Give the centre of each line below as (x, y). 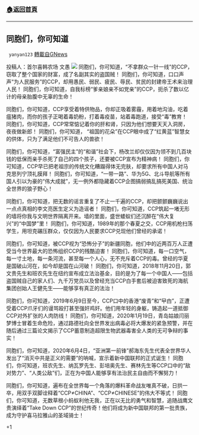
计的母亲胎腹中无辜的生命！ (40, 97)
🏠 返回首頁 (22, 9)
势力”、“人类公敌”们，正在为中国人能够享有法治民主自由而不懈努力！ (95, 373)
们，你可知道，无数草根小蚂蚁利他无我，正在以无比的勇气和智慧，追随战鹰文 (99, 401)
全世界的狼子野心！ (30, 189)
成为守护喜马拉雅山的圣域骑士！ (45, 415)
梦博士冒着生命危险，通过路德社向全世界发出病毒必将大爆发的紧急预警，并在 (99, 323)
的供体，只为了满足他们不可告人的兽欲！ (55, 139)
